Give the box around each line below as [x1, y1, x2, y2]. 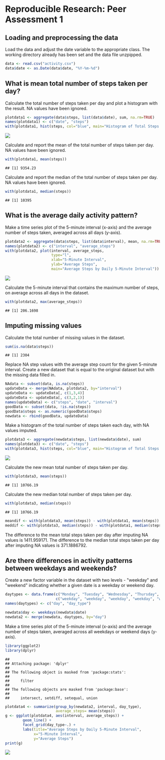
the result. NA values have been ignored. [5, 105, 88, 111]
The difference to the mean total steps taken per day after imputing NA [5, 532, 148, 538]
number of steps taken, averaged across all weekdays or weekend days [5, 628, 151, 635]
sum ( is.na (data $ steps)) [5, 344, 54, 349]
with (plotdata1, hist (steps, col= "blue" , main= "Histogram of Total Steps [5, 124, 160, 129]
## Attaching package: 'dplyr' [5, 661, 69, 666]
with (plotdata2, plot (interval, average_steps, [5, 248, 105, 253]
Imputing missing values [5, 322, 82, 330]
